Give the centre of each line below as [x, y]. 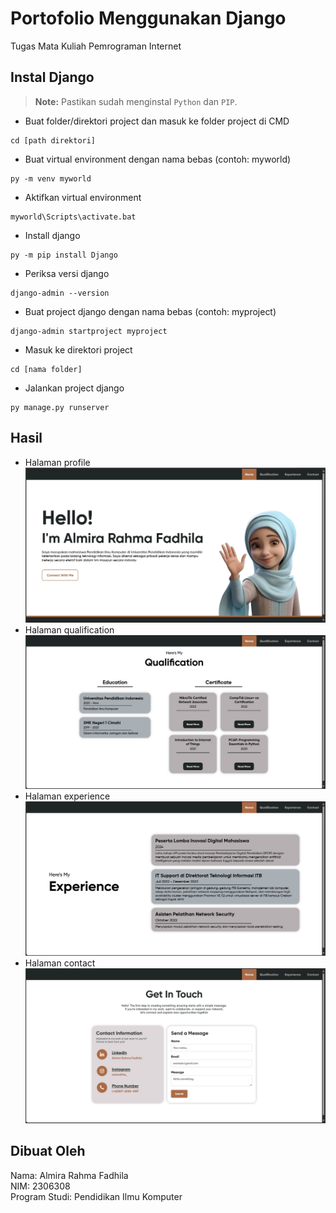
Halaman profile [57, 462]
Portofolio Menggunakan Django [148, 18]
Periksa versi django [67, 273]
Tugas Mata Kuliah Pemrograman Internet [96, 46]
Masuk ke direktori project [78, 349]
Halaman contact [60, 963]
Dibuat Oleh [48, 1151]
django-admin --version [60, 293]
